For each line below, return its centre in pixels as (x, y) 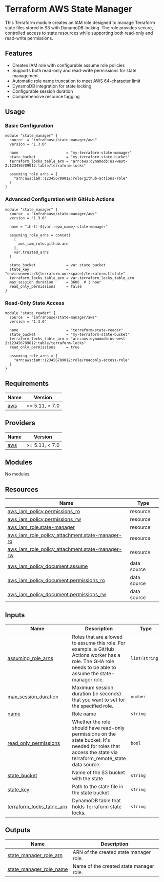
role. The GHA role (93, 662)
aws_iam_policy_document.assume (48, 566)
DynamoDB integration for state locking (52, 86)
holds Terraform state (97, 807)
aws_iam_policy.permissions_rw (44, 519)
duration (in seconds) (97, 694)
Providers (20, 423)
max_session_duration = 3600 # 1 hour (55, 282)
